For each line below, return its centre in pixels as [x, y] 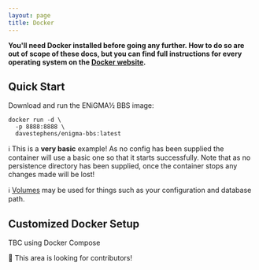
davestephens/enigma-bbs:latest [68, 134]
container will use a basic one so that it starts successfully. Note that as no [129, 157]
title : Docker [31, 23]
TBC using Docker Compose [54, 243]
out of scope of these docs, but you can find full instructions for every [125, 54]
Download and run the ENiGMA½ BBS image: [81, 105]
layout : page [30, 15]
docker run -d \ [35, 120]
